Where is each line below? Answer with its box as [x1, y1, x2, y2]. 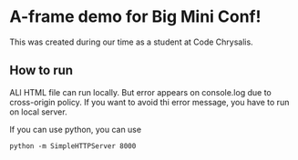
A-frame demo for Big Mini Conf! [9, 6, 262, 27]
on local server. [9, 106, 67, 117]
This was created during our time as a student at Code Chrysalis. [9, 36, 253, 47]
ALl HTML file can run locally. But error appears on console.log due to [9, 86, 272, 97]
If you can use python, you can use [9, 124, 142, 135]
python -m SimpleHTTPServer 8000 [9, 141, 137, 151]
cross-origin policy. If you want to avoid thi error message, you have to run [9, 96, 290, 107]
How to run [9, 63, 74, 78]
